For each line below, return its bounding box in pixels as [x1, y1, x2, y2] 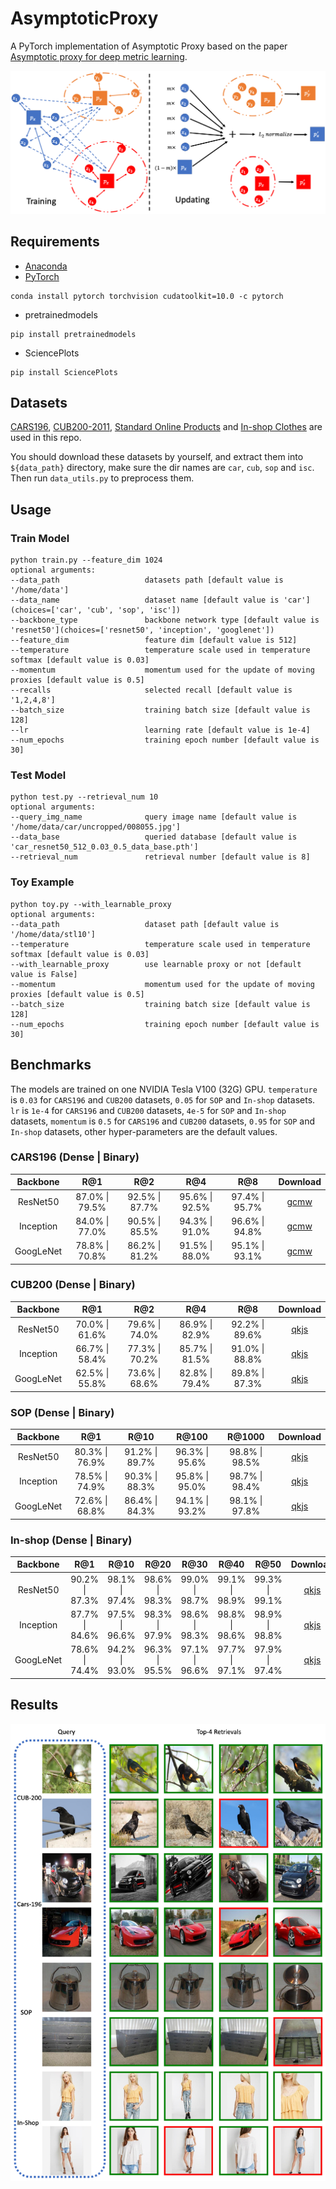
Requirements [10, 233, 100, 251]
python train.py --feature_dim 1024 [10, 555, 163, 566]
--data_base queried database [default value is [10, 832, 298, 842]
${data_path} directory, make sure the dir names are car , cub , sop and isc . [10, 462, 315, 474]
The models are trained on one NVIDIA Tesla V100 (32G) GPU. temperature [10, 1083, 318, 1095]
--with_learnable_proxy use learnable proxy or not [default [10, 959, 302, 969]
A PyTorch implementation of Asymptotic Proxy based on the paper [10, 40, 288, 52]
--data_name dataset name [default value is [10, 595, 280, 606]
